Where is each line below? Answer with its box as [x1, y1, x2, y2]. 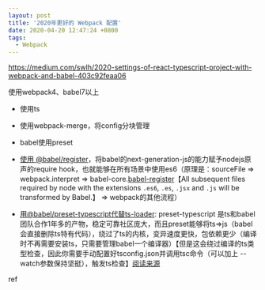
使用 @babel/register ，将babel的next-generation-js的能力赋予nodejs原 [19, 155, 252, 164]
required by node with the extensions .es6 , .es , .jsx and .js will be [19, 183, 240, 193]
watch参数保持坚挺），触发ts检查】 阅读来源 [19, 258, 161, 269]
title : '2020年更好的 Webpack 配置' [8, 19, 122, 27]
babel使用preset [19, 137, 74, 147]
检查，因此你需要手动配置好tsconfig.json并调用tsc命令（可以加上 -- [26, 249, 247, 258]
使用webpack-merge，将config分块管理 [19, 121, 150, 130]
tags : [8, 33, 26, 42]
